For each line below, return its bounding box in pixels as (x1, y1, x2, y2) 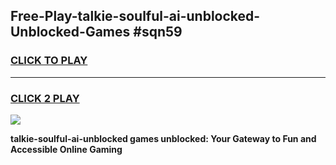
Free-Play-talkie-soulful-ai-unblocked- (10, 8, 261, 25)
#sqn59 (133, 24, 183, 41)
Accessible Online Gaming (10, 143, 123, 155)
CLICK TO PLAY (10, 54, 88, 68)
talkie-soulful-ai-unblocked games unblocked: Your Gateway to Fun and (10, 132, 317, 144)
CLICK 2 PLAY (10, 91, 80, 105)
